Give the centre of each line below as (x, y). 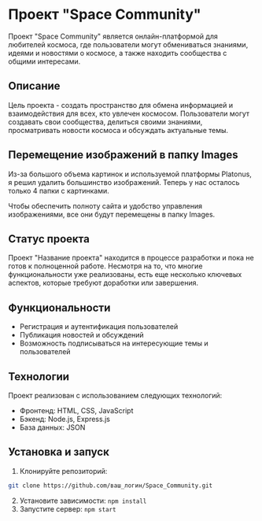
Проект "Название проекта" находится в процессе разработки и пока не (131, 258)
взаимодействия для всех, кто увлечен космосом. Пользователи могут (129, 113)
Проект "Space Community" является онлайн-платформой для (113, 36)
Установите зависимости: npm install (83, 501)
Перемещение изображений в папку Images (123, 155)
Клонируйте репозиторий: (63, 471)
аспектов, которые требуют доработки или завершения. (103, 283)
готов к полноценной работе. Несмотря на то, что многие (105, 266)
